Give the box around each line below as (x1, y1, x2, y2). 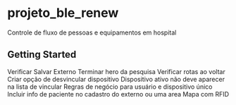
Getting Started (7, 49, 77, 61)
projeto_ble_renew (7, 5, 119, 21)
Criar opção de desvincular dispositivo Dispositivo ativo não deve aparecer (7, 75, 225, 83)
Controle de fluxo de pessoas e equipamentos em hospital (7, 28, 177, 37)
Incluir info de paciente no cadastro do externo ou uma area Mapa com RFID (7, 89, 230, 98)
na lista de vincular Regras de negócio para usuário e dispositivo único (7, 82, 213, 91)
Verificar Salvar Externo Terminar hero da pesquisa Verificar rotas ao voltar (7, 67, 225, 75)
